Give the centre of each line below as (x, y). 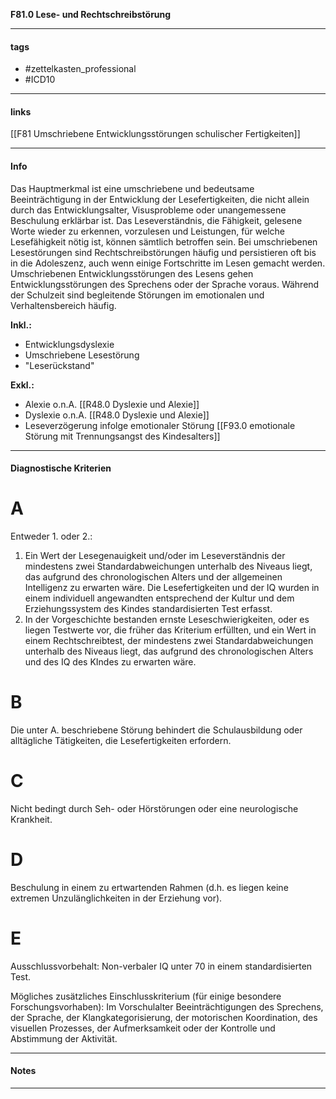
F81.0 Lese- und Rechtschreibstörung (91, 14)
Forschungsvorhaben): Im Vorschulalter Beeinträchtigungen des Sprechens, (167, 1006)
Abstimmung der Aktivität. (64, 1038)
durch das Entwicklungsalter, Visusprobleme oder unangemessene (148, 210)
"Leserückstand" (59, 365)
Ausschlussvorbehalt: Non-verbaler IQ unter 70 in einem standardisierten (161, 966)
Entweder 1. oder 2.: (51, 536)
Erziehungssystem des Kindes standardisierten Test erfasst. (148, 609)
